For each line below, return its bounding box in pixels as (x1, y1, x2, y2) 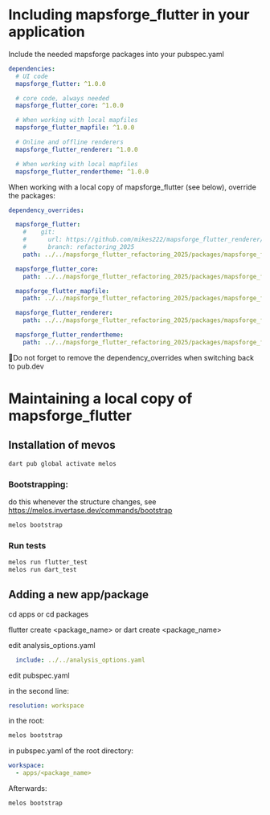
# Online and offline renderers (15, 138, 125, 146)
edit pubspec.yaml (8, 670, 70, 680)
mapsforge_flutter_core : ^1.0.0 (15, 102, 125, 110)
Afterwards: (8, 784, 47, 793)
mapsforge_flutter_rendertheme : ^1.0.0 (15, 167, 149, 176)
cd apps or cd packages (8, 609, 89, 619)
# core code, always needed (15, 94, 110, 102)
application (8, 22, 86, 41)
